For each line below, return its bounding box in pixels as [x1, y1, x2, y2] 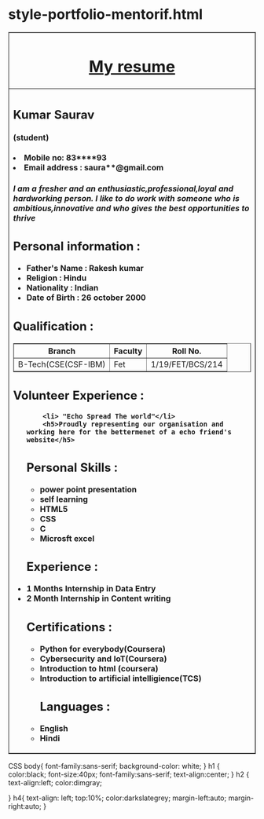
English [39, 723, 68, 734]
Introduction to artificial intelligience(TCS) [39, 673, 202, 684]
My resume [89, 57, 175, 76]
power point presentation [39, 484, 137, 495]
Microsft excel [39, 532, 95, 543]
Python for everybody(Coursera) [39, 643, 167, 654]
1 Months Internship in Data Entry [26, 583, 156, 594]
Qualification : [13, 318, 93, 334]
